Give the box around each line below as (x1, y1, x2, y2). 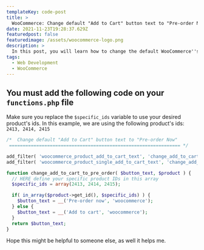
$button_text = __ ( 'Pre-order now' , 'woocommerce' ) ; (17, 198, 154, 204)
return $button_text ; (12, 220, 67, 226)
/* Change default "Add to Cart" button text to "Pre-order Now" (6, 137, 178, 143)
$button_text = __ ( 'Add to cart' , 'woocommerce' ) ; (17, 209, 148, 215)
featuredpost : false (6, 32, 59, 38)
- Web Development (12, 59, 59, 66)
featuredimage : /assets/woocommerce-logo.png (6, 37, 123, 43)
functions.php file (6, 97, 74, 107)
